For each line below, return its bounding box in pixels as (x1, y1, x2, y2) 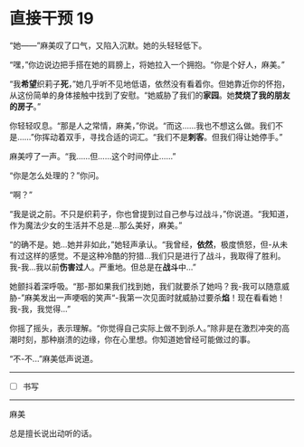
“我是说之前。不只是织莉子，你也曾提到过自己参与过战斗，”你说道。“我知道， (9, 208, 294, 219)
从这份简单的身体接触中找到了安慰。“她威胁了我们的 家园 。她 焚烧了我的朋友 (9, 90, 291, 100)
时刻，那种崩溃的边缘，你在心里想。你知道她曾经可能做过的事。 (16, 334, 255, 345)
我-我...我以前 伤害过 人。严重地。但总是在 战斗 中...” (9, 262, 197, 272)
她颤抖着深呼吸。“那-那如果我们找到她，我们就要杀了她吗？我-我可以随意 (9, 281, 282, 291)
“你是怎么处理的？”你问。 (9, 169, 104, 181)
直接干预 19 (9, 8, 94, 29)
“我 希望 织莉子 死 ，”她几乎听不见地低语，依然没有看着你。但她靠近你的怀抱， (9, 78, 290, 89)
